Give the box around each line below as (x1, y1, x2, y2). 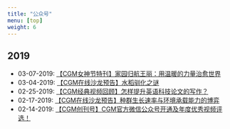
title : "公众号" (7, 10, 53, 18)
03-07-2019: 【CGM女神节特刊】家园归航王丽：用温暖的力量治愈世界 (17, 69, 221, 78)
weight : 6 (7, 23, 37, 30)
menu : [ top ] (7, 17, 43, 24)
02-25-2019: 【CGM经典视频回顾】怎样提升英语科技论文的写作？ (17, 87, 209, 96)
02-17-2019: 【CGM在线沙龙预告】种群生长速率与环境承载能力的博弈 (17, 96, 220, 105)
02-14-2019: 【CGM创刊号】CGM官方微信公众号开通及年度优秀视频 (17, 105, 216, 113)
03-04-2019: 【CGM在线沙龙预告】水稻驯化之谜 (17, 79, 160, 87)
